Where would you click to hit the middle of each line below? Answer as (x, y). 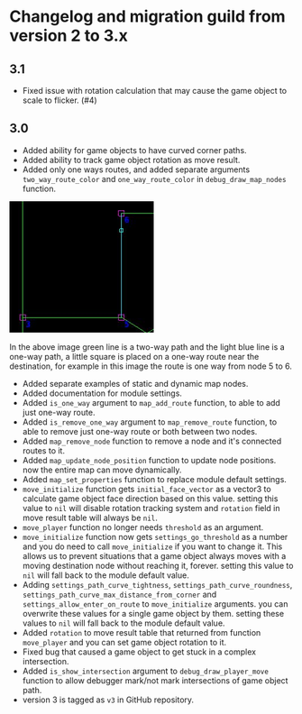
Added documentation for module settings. (102, 393)
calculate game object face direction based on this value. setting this (150, 499)
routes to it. (44, 450)
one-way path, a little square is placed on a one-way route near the (134, 356)
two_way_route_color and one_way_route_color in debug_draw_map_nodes (154, 178)
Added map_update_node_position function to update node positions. (149, 460)
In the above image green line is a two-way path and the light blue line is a (147, 347)
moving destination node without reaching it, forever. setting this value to (158, 565)
